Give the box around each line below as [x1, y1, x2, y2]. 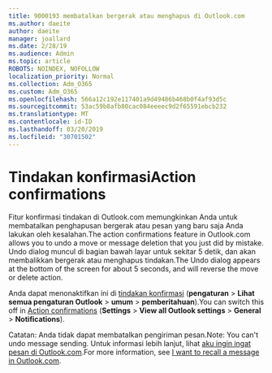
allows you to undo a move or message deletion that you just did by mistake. [8, 237, 264, 248]
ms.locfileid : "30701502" [8, 132, 96, 141]
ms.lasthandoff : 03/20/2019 [8, 125, 104, 133]
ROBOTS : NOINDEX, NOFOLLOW [8, 65, 100, 73]
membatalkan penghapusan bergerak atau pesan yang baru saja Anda [8, 220, 244, 230]
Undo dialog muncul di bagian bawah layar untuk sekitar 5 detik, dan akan [8, 246, 256, 256]
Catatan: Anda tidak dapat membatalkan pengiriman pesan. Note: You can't [8, 330, 259, 340]
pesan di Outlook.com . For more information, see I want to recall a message [8, 347, 260, 357]
